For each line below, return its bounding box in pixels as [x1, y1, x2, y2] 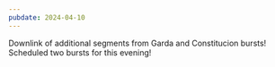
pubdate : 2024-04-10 [8, 13, 86, 22]
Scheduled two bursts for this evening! [8, 46, 152, 58]
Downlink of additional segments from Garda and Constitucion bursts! [8, 38, 267, 48]
